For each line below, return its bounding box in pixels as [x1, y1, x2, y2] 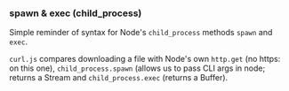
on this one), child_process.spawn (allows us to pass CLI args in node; [9, 63, 266, 73]
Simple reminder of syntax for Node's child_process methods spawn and [9, 27, 273, 38]
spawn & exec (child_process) [9, 7, 142, 19]
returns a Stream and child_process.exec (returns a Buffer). [9, 72, 229, 83]
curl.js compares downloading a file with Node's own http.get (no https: [9, 54, 281, 64]
